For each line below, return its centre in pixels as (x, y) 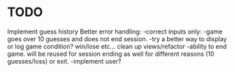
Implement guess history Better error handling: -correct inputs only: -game (115, 31)
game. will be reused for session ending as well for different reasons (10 (111, 54)
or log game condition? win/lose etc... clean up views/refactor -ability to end (117, 46)
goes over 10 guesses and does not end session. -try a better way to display (117, 38)
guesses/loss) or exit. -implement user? (64, 61)
